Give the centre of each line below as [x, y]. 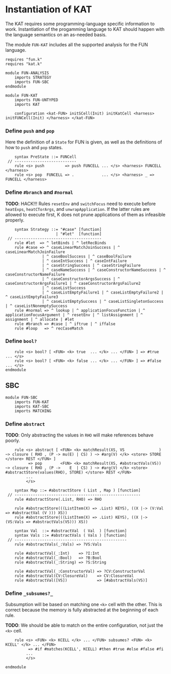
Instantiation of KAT [49, 10]
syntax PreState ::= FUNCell [46, 157]
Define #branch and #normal [39, 192]
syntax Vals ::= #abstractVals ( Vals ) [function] [71, 535]
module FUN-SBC [22, 397]
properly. [15, 220]
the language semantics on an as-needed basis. [56, 34]
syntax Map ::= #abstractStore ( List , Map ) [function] [78, 490]
